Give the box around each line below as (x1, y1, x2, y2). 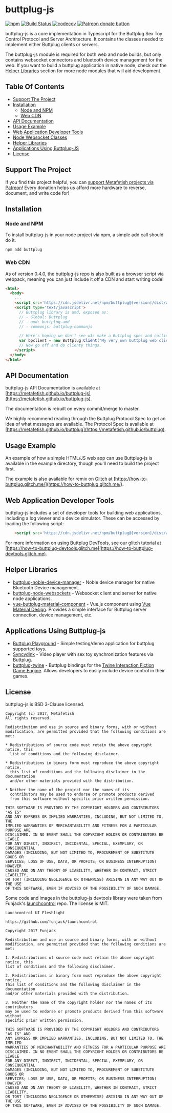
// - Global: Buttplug (18, 314, 68, 320)
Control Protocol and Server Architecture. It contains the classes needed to (5, 36, 164, 42)
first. (5, 466, 15, 472)
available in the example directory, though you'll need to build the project (5, 460, 159, 467)
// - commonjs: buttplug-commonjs (18, 324, 93, 329)
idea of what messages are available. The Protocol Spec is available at (5, 421, 154, 427)
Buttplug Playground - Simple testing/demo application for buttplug (12, 640, 155, 646)
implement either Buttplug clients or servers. (5, 41, 99, 47)
